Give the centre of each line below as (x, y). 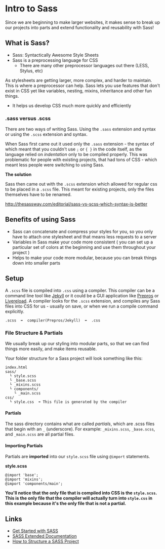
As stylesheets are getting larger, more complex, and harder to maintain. (79, 80)
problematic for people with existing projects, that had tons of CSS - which (81, 160)
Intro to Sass (31, 9)
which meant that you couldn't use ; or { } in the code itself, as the (74, 149)
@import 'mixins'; (24, 479)
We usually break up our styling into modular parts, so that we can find (77, 343)
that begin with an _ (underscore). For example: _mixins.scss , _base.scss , (80, 429)
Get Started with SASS (35, 531)
